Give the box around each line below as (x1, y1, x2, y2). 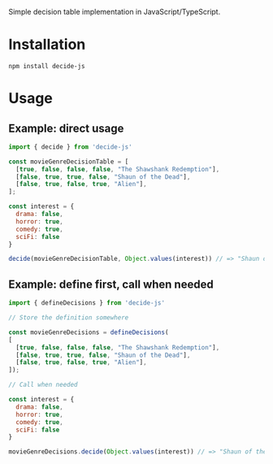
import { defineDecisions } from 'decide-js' (8, 299, 165, 307)
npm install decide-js (8, 62, 85, 70)
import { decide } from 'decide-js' (8, 142, 132, 151)
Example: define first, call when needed (8, 277, 214, 291)
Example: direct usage (8, 121, 124, 135)
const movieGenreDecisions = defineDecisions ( (8, 328, 169, 336)
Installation (8, 36, 86, 54)
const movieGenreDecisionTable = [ (8, 158, 129, 166)
